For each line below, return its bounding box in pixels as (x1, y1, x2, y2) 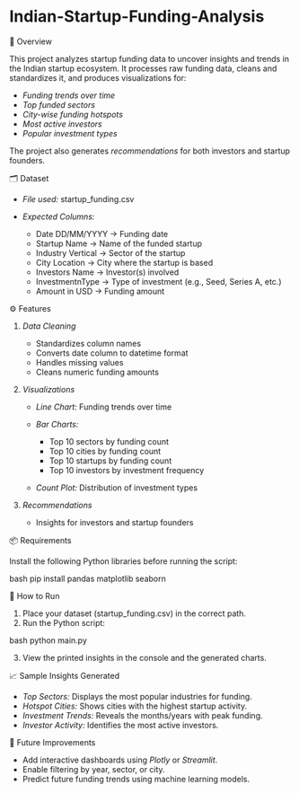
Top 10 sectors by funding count (48, 436, 169, 446)
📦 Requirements (9, 534, 72, 545)
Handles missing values (35, 357, 124, 367)
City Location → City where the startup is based (35, 257, 214, 268)
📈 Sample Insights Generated (9, 670, 119, 681)
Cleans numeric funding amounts (35, 366, 160, 377)
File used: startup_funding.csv (22, 193, 135, 204)
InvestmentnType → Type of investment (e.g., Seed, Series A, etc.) (35, 276, 282, 286)
